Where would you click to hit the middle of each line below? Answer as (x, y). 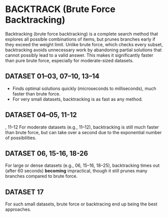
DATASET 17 (25, 192)
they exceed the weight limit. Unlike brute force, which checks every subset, (84, 44)
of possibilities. (21, 138)
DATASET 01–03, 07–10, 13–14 (52, 76)
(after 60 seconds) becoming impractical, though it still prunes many (76, 171)
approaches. (18, 209)
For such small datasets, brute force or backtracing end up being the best (81, 204)
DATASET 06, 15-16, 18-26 (47, 153)
